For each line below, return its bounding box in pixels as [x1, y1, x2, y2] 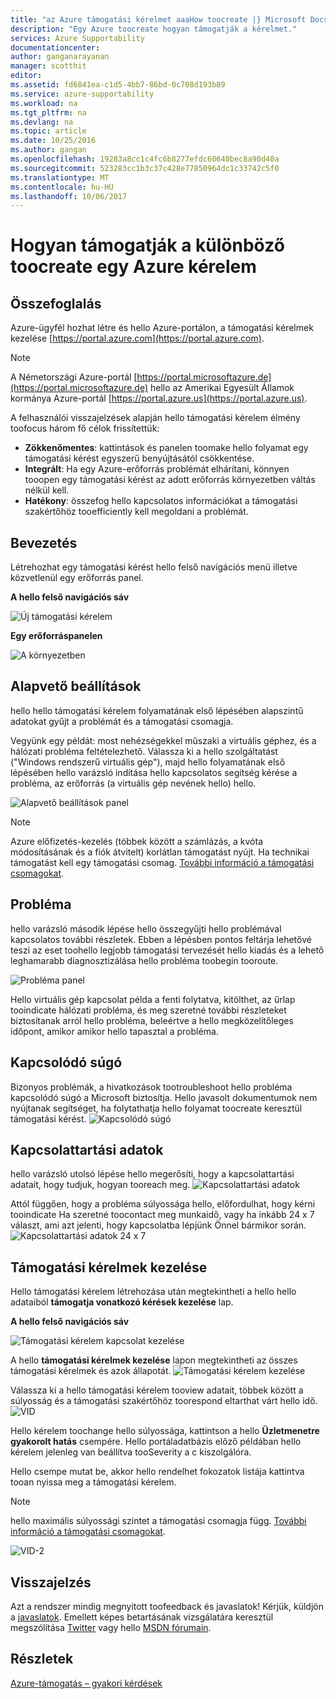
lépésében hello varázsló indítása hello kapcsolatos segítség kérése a [10, 766, 298, 778]
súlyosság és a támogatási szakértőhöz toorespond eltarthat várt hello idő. [10, 1395, 318, 1407]
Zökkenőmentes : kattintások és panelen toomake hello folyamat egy [24, 442, 309, 454]
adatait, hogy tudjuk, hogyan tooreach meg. [10, 1179, 191, 1191]
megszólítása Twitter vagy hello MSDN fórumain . [10, 1621, 212, 1633]
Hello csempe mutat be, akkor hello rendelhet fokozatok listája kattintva [10, 1466, 305, 1478]
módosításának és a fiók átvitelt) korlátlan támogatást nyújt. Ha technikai [10, 846, 310, 858]
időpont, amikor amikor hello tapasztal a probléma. [10, 1025, 219, 1037]
